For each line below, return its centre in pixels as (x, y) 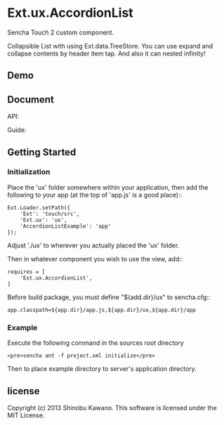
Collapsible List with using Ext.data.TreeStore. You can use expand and (110, 46)
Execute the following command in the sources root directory (95, 343)
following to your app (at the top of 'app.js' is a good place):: (95, 195)
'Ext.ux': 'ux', (44, 220)
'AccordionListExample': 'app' (66, 226)
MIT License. (26, 415)
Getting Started (42, 152)
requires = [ (26, 272)
